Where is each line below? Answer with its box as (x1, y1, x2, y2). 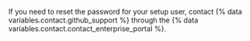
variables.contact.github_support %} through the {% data (8, 15, 199, 25)
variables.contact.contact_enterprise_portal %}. (8, 24, 167, 33)
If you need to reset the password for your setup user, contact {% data (8, 7, 243, 16)
